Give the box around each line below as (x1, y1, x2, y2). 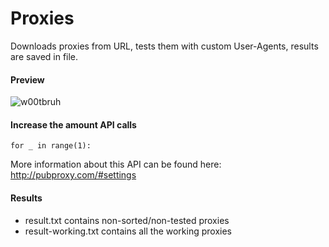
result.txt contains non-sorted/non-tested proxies (24, 214, 230, 226)
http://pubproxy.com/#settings (10, 169, 137, 181)
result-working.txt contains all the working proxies (24, 225, 233, 237)
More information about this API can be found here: (10, 158, 222, 171)
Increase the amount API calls (10, 118, 137, 131)
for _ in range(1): (10, 141, 92, 151)
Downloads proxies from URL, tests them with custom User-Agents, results (10, 40, 319, 52)
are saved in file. (10, 50, 79, 62)
